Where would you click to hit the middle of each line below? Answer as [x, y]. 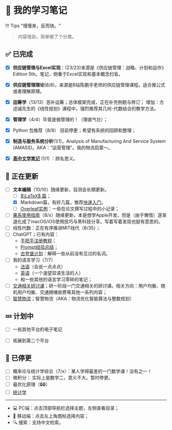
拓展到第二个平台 [31, 340]
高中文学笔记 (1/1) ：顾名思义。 [45, 159]
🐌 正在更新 [22, 176]
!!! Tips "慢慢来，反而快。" [33, 26]
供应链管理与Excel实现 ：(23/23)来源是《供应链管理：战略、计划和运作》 [89, 68]
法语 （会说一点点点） [43, 266]
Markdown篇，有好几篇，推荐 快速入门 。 [63, 202]
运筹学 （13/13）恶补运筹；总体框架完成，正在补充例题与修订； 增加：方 [88, 102]
